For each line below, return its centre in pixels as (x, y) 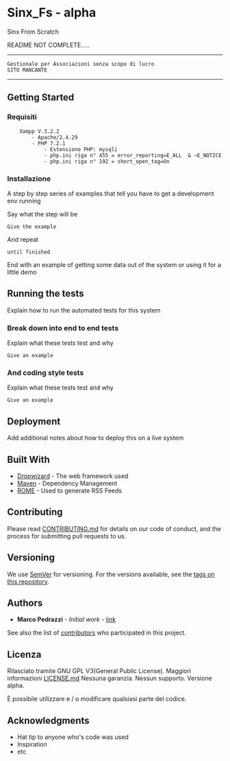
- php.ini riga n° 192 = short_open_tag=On (106, 161)
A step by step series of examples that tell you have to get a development (111, 193)
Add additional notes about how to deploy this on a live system (95, 438)
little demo (22, 272)
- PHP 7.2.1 (49, 143)
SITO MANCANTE (27, 70)
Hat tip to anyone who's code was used (73, 737)
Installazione (29, 179)
